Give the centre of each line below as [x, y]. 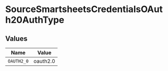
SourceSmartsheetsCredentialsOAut [84, 9]
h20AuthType [35, 20]
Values [16, 39]
